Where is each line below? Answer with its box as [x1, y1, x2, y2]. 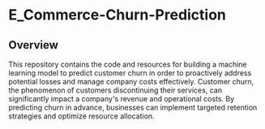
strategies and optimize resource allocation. [8, 111, 156, 121]
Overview [8, 38, 59, 52]
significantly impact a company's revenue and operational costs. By [8, 94, 235, 103]
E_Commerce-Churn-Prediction [8, 6, 227, 24]
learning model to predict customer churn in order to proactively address [8, 68, 252, 78]
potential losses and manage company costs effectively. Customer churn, [8, 77, 254, 86]
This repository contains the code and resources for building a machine [8, 59, 247, 69]
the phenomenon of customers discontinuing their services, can [8, 85, 223, 95]
